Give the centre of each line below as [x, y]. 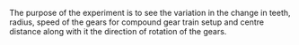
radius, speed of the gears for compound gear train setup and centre [137, 22]
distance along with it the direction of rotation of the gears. [118, 31]
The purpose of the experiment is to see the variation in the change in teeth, [150, 13]
